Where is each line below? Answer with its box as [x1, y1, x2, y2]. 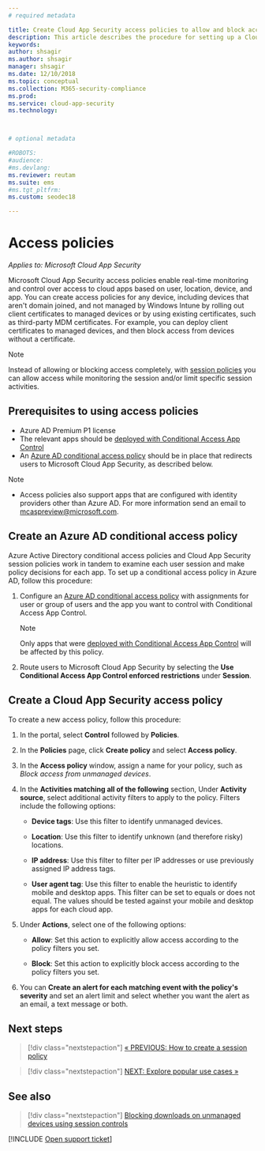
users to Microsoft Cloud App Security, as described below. [19, 459, 214, 469]
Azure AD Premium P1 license [19, 425, 116, 435]
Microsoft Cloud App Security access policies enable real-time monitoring [8, 276, 248, 285]
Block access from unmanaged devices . [19, 768, 151, 779]
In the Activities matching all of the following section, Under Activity [19, 784, 247, 794]
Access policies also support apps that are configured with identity [19, 489, 238, 499]
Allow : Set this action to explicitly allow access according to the [31, 934, 239, 945]
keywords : [8, 40, 41, 48]
